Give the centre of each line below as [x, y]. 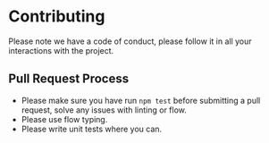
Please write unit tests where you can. [92, 129]
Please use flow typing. [64, 119]
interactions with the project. [61, 50]
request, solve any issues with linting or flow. [104, 110]
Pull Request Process [69, 79]
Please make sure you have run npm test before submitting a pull [141, 100]
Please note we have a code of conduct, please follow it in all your [130, 41]
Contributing [57, 17]
